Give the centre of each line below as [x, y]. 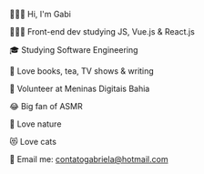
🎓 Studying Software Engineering [74, 50]
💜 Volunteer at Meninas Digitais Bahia [80, 88]
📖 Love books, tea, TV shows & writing [82, 71]
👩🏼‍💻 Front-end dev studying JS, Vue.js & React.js [102, 31]
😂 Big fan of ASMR [46, 106]
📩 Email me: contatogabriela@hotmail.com [89, 159]
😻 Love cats [33, 142]
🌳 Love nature [36, 124]
